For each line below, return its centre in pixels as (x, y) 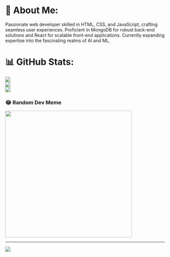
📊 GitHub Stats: (40, 62)
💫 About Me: (32, 10)
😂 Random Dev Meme (33, 102)
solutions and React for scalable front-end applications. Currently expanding (85, 35)
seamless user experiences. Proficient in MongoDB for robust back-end (80, 29)
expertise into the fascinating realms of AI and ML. (58, 41)
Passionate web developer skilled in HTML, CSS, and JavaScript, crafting (81, 24)
